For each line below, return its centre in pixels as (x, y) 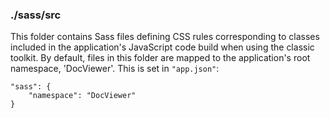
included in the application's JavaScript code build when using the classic (162, 47)
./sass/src (36, 15)
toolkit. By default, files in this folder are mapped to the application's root (160, 58)
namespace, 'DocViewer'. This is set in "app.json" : (115, 69)
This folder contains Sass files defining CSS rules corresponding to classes (165, 37)
